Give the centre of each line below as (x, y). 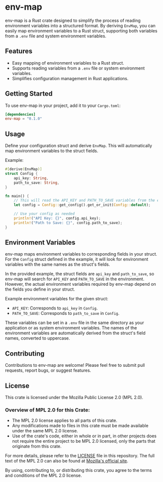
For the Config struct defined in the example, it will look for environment (77, 259)
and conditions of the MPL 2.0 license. (43, 476)
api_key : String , (31, 178)
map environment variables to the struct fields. (52, 151)
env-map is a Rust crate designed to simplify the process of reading (73, 20)
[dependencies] (20, 114)
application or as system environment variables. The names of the (71, 328)
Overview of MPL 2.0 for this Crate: (48, 410)
